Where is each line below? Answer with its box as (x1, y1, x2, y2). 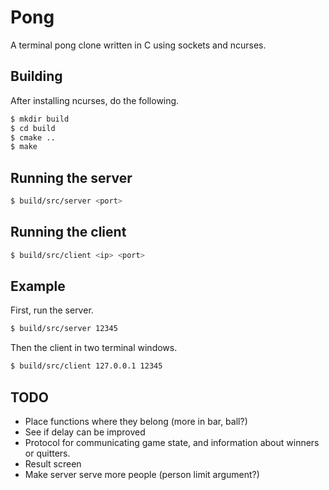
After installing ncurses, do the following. (10, 94, 180, 106)
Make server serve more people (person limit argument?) (24, 469, 260, 480)
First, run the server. (10, 304, 94, 316)
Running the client (10, 224, 127, 241)
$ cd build (10, 123, 56, 133)
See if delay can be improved (24, 426, 146, 438)
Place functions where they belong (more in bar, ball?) (24, 416, 248, 427)
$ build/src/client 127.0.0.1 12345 (10, 361, 163, 371)
